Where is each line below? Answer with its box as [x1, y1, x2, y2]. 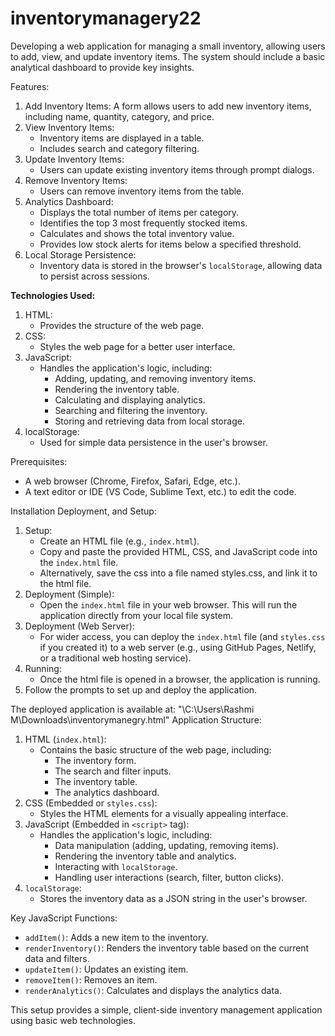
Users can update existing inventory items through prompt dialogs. [39, 163, 315, 176]
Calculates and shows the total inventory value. [39, 227, 235, 239]
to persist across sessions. [39, 270, 150, 282]
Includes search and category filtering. [39, 142, 200, 154]
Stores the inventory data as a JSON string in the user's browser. [39, 892, 308, 904]
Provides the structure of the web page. [39, 319, 205, 331]
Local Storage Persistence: [24, 248, 137, 261]
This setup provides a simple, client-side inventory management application [10, 1003, 323, 1016]
